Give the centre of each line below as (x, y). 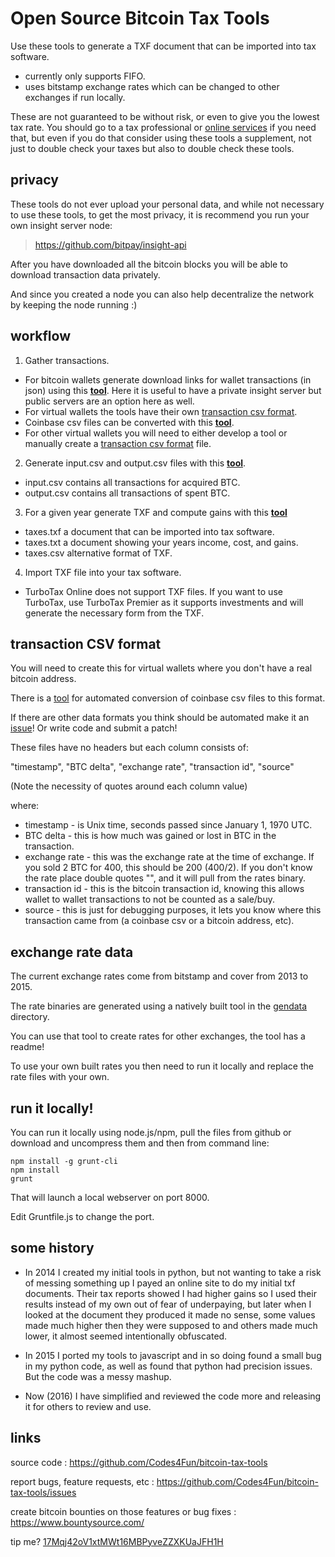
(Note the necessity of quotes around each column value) (129, 786)
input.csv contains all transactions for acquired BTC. (132, 482)
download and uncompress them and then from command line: (140, 1143)
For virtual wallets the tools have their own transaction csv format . (161, 411)
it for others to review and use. (88, 1406)
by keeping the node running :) (74, 304)
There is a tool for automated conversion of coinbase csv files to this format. (168, 698)
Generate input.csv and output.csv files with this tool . (135, 463)
